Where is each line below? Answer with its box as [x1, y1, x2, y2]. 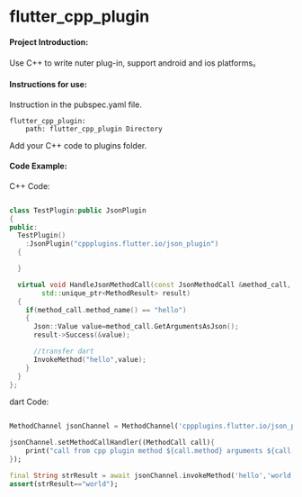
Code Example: [9, 160, 67, 172]
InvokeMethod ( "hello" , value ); [32, 355, 147, 364]
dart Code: [9, 396, 49, 407]
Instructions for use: [9, 78, 88, 89]
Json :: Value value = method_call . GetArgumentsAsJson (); [32, 322, 240, 331]
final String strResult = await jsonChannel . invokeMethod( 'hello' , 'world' [9, 471, 296, 480]
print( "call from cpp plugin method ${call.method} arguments [25, 447, 263, 456]
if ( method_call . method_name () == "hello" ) [25, 305, 187, 314]
